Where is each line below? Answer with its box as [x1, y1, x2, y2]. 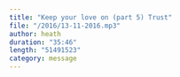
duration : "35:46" [9, 37, 77, 47]
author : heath [9, 29, 62, 38]
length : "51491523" [9, 46, 82, 55]
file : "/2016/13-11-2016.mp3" [9, 21, 121, 30]
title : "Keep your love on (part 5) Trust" [9, 12, 173, 22]
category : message [9, 54, 77, 63]
